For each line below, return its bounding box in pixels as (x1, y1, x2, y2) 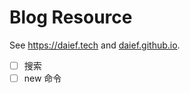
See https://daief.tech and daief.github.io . (9, 39, 181, 51)
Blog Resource (9, 6, 133, 29)
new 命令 (23, 72, 62, 84)
